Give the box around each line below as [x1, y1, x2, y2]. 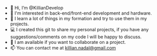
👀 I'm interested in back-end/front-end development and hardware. [10, 10, 152, 16]
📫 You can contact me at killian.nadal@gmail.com [10, 45, 116, 50]
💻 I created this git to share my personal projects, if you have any [10, 27, 149, 32]
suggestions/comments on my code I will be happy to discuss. [10, 34, 142, 40]
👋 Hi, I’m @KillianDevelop [10, 5, 63, 11]
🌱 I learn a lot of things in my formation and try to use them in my [10, 16, 147, 21]
